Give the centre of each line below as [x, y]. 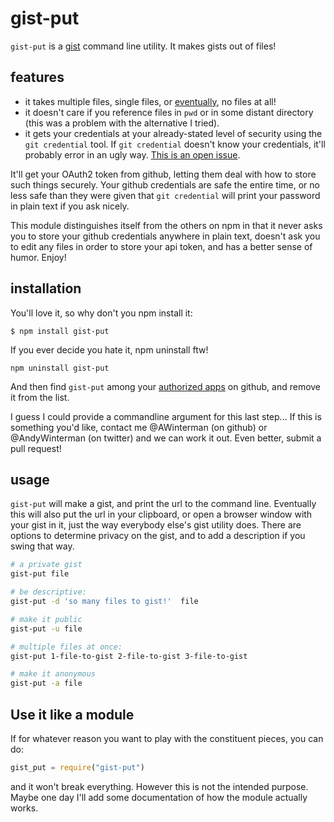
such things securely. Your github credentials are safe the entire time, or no [165, 184]
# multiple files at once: [66, 647]
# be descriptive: [48, 592]
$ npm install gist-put [60, 331]
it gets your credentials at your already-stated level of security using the [173, 133]
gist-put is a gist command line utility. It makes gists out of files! [143, 46]
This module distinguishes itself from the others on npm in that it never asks [166, 225]
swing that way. [42, 546]
